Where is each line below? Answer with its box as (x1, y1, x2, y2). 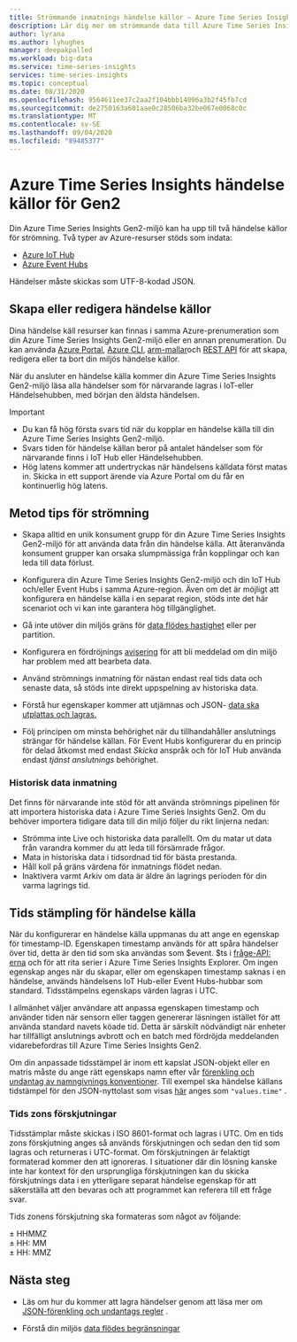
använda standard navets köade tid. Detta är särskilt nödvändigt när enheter (9, 1021, 286, 1032)
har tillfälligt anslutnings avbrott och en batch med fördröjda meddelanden (9, 1031, 279, 1042)
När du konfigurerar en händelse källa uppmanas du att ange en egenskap (9, 929, 280, 940)
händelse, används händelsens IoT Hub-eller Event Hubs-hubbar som (9, 976, 263, 987)
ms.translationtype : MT (9, 112, 97, 120)
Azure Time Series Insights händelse (9, 175, 286, 195)
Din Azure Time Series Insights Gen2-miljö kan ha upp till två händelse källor (9, 222, 288, 233)
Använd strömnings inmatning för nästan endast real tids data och (21, 673, 263, 684)
